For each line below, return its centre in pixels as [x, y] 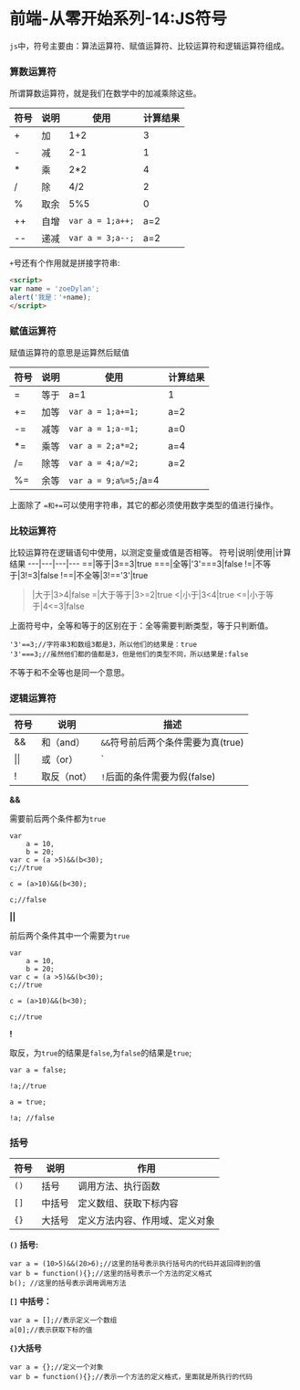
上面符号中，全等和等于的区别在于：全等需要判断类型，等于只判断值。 [141, 626]
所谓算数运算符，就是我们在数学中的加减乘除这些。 [105, 93]
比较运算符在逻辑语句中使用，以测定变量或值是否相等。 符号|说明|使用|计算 [150, 553]
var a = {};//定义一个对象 [57, 1367]
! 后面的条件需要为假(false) [158, 776]
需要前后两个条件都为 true [58, 818]
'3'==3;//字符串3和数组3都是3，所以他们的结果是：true [103, 645]
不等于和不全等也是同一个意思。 [69, 673]
